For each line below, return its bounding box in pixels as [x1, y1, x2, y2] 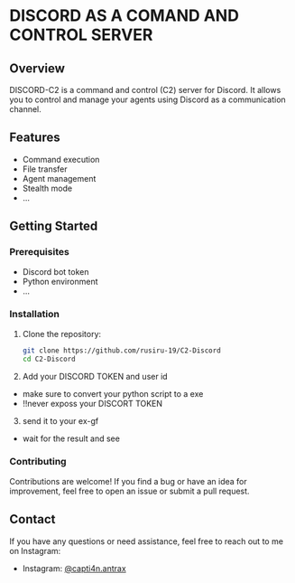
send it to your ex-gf [22, 415, 99, 426]
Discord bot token [22, 266, 89, 277]
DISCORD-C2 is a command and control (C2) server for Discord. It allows [9, 85, 281, 95]
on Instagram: [9, 545, 61, 556]
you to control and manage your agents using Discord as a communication [9, 94, 286, 105]
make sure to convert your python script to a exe [22, 388, 204, 399]
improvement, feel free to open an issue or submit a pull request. [9, 485, 250, 496]
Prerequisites [9, 246, 69, 259]
